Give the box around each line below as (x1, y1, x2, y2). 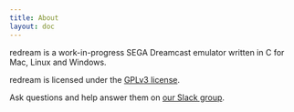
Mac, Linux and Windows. (9, 56, 107, 67)
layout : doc (9, 22, 55, 31)
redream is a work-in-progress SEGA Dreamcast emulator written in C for (9, 46, 285, 57)
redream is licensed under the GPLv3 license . (9, 74, 181, 85)
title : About (9, 13, 59, 23)
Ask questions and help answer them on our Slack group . (9, 92, 226, 103)
